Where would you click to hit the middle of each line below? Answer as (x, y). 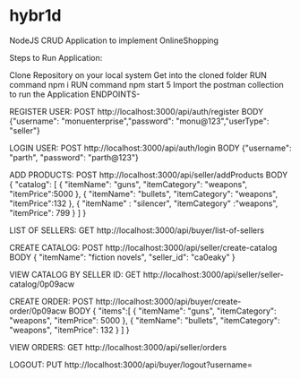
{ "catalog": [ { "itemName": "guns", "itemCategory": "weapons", (129, 184)
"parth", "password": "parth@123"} (74, 157)
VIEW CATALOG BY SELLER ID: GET (75, 274)
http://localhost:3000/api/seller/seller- (213, 274)
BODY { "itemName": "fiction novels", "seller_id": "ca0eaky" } (122, 257)
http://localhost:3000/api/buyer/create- (168, 301)
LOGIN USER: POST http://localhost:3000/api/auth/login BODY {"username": (150, 148)
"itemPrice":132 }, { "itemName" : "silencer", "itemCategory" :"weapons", (144, 203)
